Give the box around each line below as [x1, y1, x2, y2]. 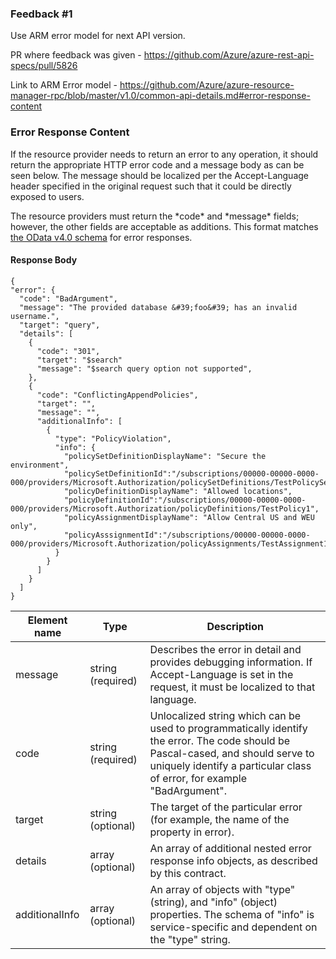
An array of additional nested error [149, 841, 312, 855]
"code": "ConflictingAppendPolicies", [36, 390, 199, 400]
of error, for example [149, 771, 247, 785]
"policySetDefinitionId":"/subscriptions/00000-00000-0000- [63, 468, 320, 479]
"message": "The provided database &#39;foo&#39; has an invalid [19, 302, 298, 312]
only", [10, 521, 38, 531]
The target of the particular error [149, 800, 303, 814]
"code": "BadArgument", [19, 293, 118, 304]
